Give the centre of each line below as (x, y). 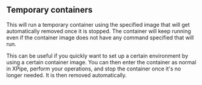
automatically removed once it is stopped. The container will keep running (99, 31)
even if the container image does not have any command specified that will (100, 37)
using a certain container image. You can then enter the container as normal (101, 62)
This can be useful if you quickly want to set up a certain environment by (97, 56)
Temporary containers (49, 10)
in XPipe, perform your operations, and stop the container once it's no (94, 69)
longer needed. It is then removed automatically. (67, 75)
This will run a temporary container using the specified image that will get (98, 24)
